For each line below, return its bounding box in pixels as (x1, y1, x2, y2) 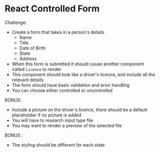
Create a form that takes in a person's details (11, 29, 105, 35)
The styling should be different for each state (11, 142, 105, 148)
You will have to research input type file (11, 117, 93, 123)
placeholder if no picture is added (11, 112, 82, 118)
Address (19, 55, 37, 61)
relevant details (11, 77, 44, 83)
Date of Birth (19, 45, 46, 51)
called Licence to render (11, 66, 62, 72)
